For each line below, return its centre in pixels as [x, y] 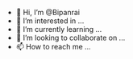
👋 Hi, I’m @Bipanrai [48, 12]
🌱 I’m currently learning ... [59, 29]
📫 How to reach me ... [53, 47]
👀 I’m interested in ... [50, 21]
